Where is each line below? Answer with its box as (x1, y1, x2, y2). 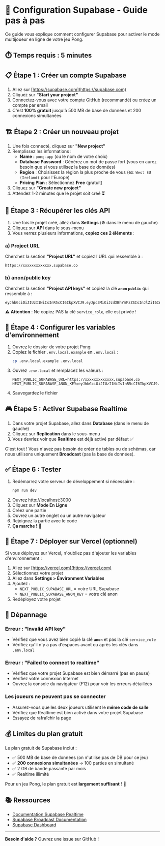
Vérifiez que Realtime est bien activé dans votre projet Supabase (12, 709, 143, 715)
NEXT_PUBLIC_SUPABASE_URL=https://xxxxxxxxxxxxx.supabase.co (12, 377, 140, 382)
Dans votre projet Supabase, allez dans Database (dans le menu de (12, 420, 149, 426)
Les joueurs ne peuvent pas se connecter (5, 693, 106, 700)
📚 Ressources (5, 796, 51, 804)
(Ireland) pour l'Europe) (19, 174, 70, 180)
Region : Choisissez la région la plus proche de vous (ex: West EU (19, 169, 151, 175)
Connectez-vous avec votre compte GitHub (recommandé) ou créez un (12, 97, 157, 103)
